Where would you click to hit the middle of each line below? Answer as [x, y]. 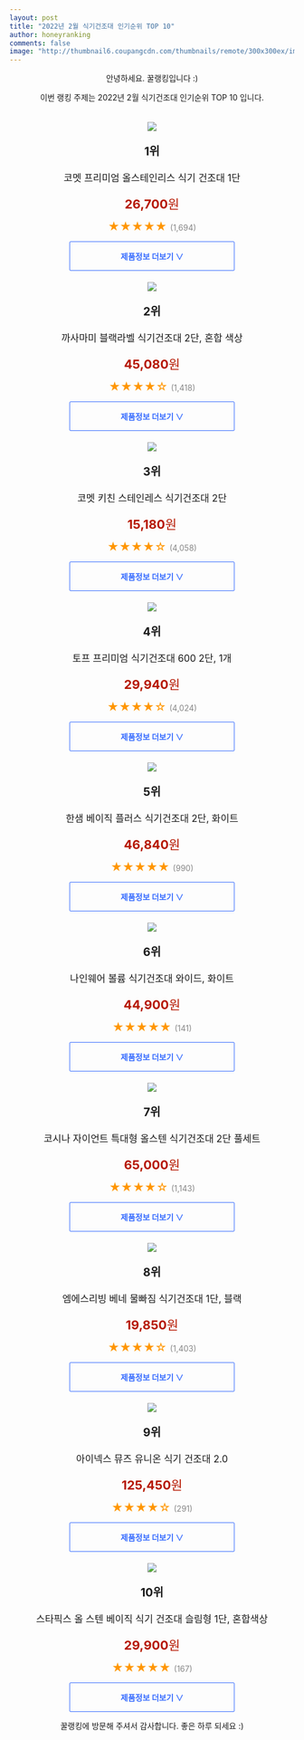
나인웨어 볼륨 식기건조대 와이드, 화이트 [152, 979]
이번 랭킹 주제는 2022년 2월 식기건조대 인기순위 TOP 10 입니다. [152, 98]
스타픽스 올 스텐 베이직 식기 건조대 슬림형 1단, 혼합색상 [152, 1620]
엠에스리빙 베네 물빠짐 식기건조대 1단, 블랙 [152, 1299]
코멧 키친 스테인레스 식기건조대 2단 [152, 499]
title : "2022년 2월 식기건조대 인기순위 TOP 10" [92, 26]
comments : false [40, 43]
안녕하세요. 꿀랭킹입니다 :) [152, 79]
